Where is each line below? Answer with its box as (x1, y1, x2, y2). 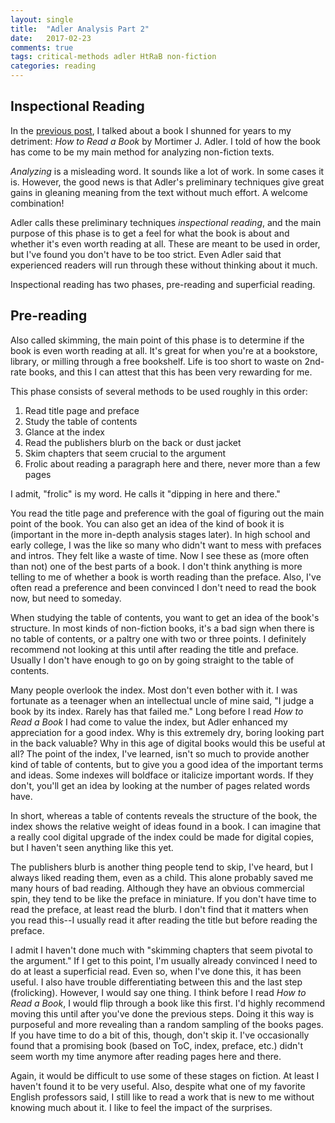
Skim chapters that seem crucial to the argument (24, 447, 227, 459)
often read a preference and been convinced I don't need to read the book (10, 581, 317, 593)
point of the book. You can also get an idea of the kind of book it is (10, 517, 285, 530)
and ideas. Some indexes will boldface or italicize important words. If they (10, 769, 314, 781)
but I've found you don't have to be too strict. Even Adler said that (10, 248, 282, 260)
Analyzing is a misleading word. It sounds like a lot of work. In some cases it (10, 165, 325, 177)
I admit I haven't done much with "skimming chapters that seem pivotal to (10, 944, 313, 956)
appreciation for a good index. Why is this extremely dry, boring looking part (10, 726, 325, 738)
